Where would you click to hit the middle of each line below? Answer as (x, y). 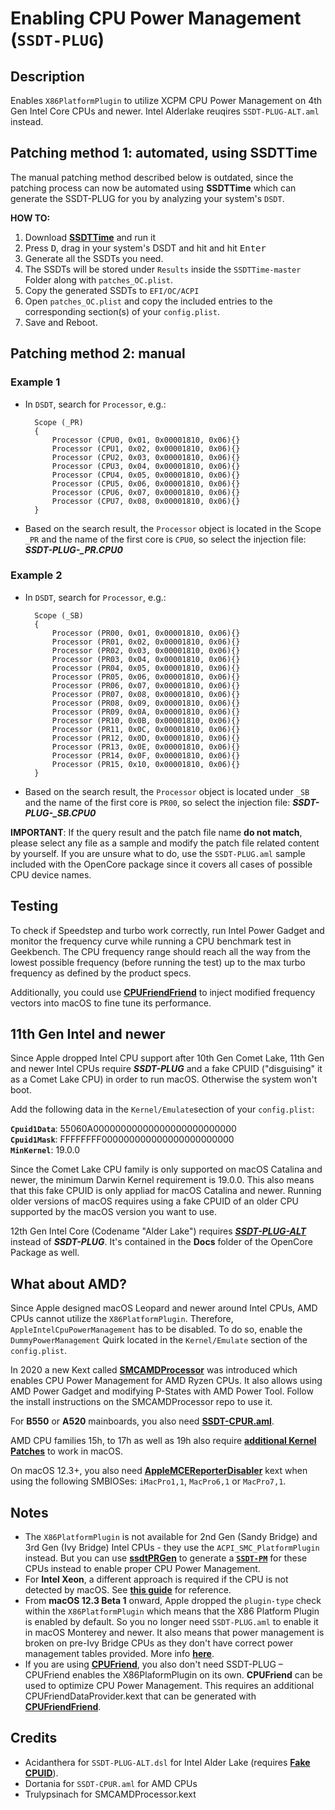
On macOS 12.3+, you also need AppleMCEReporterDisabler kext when (159, 1471)
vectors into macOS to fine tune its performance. (111, 1003)
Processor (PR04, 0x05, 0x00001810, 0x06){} (146, 668)
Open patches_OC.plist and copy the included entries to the (148, 301)
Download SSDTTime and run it (90, 237)
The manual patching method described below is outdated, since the (152, 177)
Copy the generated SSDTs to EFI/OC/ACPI (112, 290)
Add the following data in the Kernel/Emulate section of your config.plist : (162, 1109)
